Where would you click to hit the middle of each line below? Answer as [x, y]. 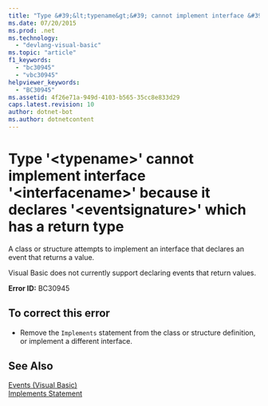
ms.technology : [33, 38]
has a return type [66, 227]
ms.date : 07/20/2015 [43, 23]
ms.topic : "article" [43, 53]
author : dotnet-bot [41, 112]
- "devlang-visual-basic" [59, 45]
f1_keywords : [30, 61]
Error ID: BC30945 [39, 288]
